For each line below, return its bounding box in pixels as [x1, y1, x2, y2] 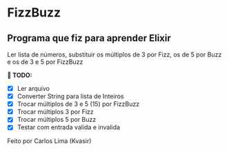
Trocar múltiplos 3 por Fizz [17, 108, 94, 116]
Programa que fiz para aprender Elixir [7, 32, 171, 44]
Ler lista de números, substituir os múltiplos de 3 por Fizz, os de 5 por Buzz [7, 50, 222, 58]
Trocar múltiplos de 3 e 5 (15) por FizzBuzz [17, 100, 140, 108]
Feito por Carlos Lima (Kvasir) [7, 137, 92, 145]
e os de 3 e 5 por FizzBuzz [7, 58, 83, 66]
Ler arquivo [17, 85, 50, 92]
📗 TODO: [7, 71, 32, 79]
